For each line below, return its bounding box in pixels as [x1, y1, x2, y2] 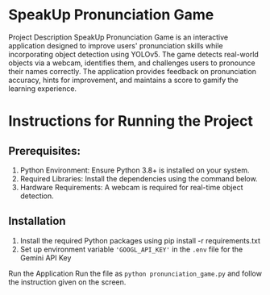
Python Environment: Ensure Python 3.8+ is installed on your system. [19, 165, 250, 175]
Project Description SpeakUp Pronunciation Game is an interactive [8, 32, 228, 42]
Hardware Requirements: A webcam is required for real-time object [19, 182, 243, 192]
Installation [8, 214, 66, 228]
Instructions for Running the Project [8, 112, 254, 131]
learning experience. [8, 83, 77, 93]
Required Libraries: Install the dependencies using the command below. [19, 173, 258, 183]
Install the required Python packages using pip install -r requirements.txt [19, 235, 260, 245]
